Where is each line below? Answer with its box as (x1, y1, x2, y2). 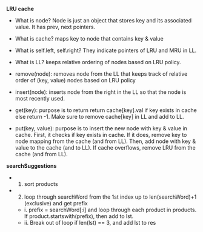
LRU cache (6, 5, 35, 12)
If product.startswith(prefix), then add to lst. (24, 213, 134, 220)
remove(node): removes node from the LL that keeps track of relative (15, 70, 188, 78)
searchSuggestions (6, 162, 57, 169)
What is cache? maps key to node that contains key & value (15, 35, 164, 42)
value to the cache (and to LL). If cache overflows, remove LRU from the (15, 144, 196, 151)
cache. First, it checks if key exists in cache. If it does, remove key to (15, 131, 187, 138)
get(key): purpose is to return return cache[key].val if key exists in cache (15, 107, 197, 114)
